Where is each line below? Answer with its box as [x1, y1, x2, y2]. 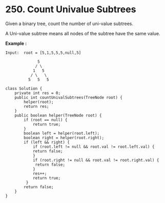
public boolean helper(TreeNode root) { [14, 112, 102, 118]
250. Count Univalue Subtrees [5, 4, 136, 15]
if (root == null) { [24, 117, 68, 122]
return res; [24, 104, 50, 109]
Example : [5, 40, 27, 47]
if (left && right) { [24, 140, 70, 145]
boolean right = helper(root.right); [24, 135, 104, 140]
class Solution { [5, 86, 43, 91]
